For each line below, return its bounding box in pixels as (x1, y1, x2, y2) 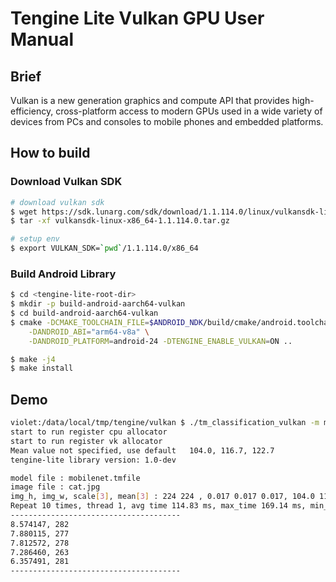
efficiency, (10, 105, 54, 117)
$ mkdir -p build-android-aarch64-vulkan (10, 299, 186, 309)
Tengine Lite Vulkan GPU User (10, 7, 265, 30)
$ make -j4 (10, 354, 56, 364)
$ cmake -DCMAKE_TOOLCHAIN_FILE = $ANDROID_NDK (10, 317, 203, 327)
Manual (10, 28, 75, 51)
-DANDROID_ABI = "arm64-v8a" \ (28, 327, 150, 337)
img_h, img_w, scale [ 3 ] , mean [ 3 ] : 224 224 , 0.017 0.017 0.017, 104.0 (10, 492, 315, 502)
